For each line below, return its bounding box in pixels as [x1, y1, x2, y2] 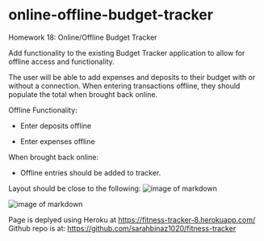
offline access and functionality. [8, 57, 115, 66]
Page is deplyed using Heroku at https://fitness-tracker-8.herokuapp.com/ [8, 214, 256, 224]
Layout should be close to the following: [8, 184, 141, 193]
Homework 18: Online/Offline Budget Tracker [8, 32, 157, 42]
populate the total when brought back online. [8, 89, 158, 99]
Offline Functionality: [8, 105, 78, 115]
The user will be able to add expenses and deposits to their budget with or [8, 72, 256, 82]
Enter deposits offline [19, 120, 91, 130]
